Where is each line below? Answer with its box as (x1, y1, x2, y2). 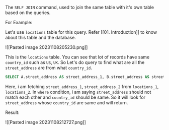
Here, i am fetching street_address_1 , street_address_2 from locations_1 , (5, 83, 159, 90)
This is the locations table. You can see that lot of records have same (5, 54, 150, 60)
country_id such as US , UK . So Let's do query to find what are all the (5, 59, 145, 65)
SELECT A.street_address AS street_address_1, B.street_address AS (5, 75, 150, 80)
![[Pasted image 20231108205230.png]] (5, 44, 88, 50)
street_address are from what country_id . (5, 65, 92, 71)
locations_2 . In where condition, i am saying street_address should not (5, 89, 151, 95)
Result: (5, 109, 20, 115)
